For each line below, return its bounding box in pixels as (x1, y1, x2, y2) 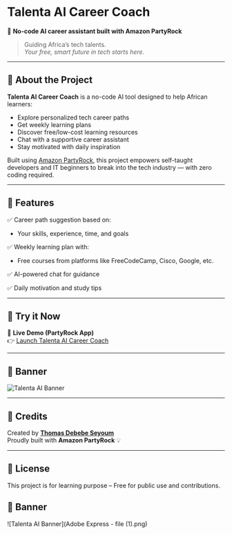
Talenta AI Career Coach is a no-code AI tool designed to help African (7, 93, 208, 101)
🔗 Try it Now (7, 310, 61, 322)
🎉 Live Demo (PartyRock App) (7, 329, 95, 337)
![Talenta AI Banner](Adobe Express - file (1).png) (7, 519, 148, 528)
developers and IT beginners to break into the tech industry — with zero (7, 163, 212, 171)
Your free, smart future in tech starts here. (23, 48, 145, 56)
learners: (7, 99, 33, 108)
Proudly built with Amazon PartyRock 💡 (7, 436, 121, 444)
